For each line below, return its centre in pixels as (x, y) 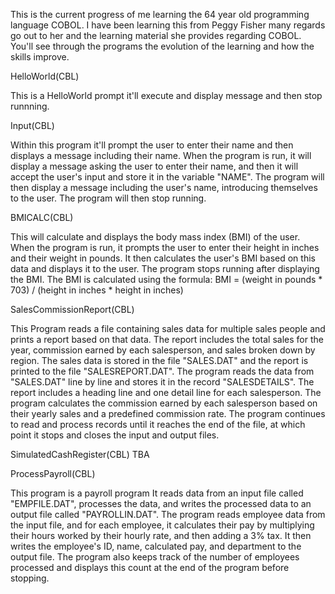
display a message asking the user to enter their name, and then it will (154, 166)
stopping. (30, 578)
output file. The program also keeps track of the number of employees (155, 557)
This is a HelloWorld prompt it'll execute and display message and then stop (166, 95)
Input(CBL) (32, 125)
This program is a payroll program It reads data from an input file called (157, 493)
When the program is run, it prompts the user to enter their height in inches (165, 247)
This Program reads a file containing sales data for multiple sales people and (168, 328)
